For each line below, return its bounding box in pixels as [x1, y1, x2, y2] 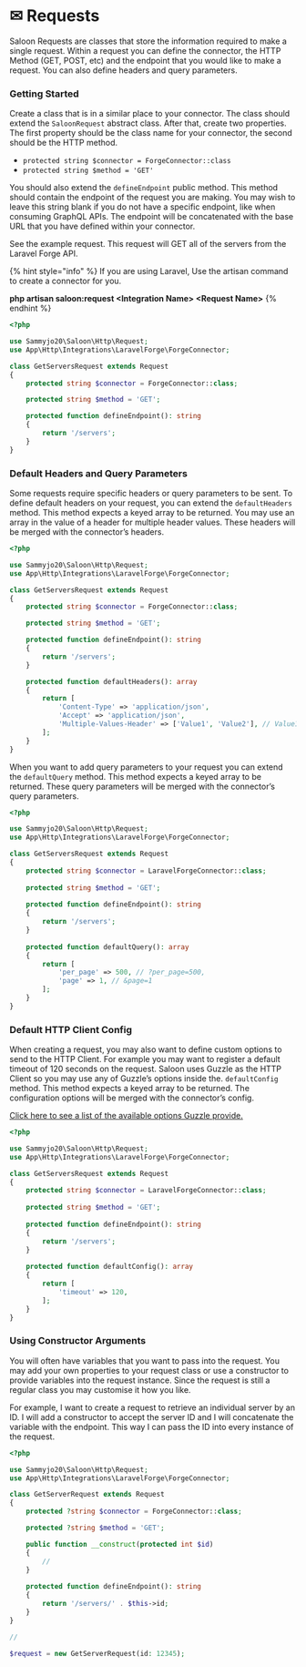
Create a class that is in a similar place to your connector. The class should [9, 108, 291, 119]
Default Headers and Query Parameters [9, 466, 189, 479]
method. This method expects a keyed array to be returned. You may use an [9, 507, 295, 518]
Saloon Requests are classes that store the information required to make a [9, 36, 287, 46]
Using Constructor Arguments [9, 1335, 147, 1347]
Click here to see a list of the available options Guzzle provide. [9, 1110, 243, 1121]
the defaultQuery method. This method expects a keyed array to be [9, 771, 262, 782]
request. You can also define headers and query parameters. [9, 65, 239, 76]
